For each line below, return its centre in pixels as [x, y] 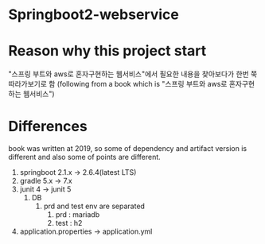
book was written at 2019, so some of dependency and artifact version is [128, 149]
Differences [48, 127]
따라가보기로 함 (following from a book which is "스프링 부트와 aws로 [118, 84]
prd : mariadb [78, 215]
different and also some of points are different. [84, 157]
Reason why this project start [107, 51]
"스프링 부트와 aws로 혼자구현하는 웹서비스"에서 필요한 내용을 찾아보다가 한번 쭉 [133, 74]
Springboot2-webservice [94, 15]
